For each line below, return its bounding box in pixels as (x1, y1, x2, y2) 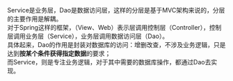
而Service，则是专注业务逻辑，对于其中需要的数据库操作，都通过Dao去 (7, 58, 211, 66)
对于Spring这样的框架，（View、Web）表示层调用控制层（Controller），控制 (7, 24, 222, 31)
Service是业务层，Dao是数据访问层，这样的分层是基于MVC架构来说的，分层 (7, 6, 225, 14)
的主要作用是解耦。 (7, 15, 63, 23)
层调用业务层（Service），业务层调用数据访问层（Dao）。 (7, 32, 169, 40)
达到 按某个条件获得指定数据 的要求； (7, 49, 111, 57)
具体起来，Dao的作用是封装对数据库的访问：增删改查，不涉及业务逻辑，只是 (7, 41, 226, 48)
